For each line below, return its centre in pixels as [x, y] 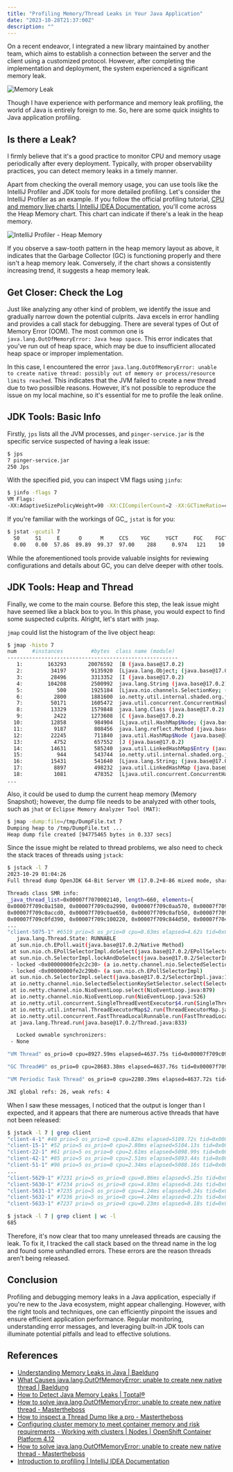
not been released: [34, 1119]
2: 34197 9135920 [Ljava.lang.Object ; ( [101, 671]
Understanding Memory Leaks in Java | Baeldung [88, 1372]
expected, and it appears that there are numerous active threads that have [113, 1113]
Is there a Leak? [42, 139]
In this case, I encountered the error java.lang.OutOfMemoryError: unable [112, 367]
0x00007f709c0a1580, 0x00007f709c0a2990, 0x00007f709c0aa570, [99, 906]
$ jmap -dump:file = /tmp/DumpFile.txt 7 [65, 821]
